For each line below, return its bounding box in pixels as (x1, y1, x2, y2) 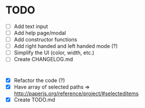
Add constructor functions (13, 36, 77, 43)
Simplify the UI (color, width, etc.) (13, 49, 94, 56)
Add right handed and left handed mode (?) (13, 43, 118, 50)
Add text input (13, 23, 48, 30)
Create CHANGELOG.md (13, 56, 73, 63)
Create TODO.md (13, 96, 56, 103)
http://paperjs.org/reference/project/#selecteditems (13, 90, 139, 97)
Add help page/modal (13, 30, 66, 36)
